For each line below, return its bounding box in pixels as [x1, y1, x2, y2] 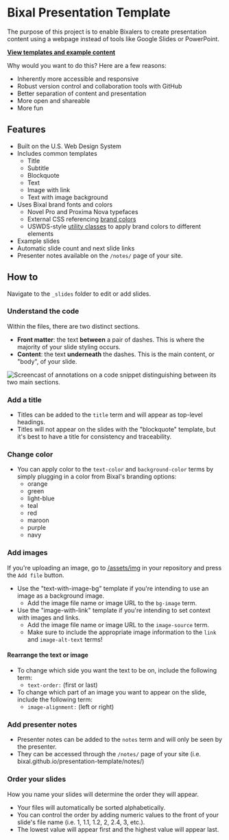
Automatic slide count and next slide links [16, 244, 135, 252]
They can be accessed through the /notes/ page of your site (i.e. [16, 750, 201, 758]
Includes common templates [16, 149, 97, 157]
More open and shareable [16, 96, 91, 104]
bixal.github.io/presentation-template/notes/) [16, 757, 145, 766]
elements [27, 229, 53, 237]
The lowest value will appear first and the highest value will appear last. [16, 825, 219, 833]
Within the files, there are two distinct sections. [7, 322, 141, 330]
